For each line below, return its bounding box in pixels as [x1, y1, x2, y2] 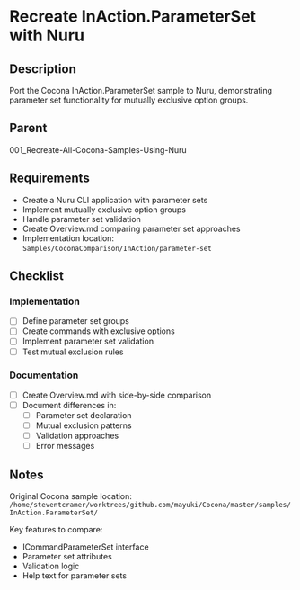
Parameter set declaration [35, 409, 132, 420]
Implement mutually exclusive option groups [22, 204, 187, 215]
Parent [9, 121, 48, 136]
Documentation [9, 369, 79, 381]
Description [9, 61, 76, 76]
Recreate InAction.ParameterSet [9, 6, 257, 27]
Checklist [9, 268, 65, 284]
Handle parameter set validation [22, 213, 141, 224]
